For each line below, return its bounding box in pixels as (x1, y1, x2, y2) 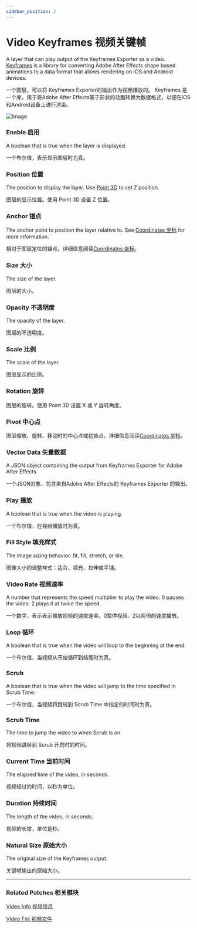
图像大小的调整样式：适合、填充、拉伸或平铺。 (6, 564, 119, 571)
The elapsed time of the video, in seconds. (6, 771, 110, 778)
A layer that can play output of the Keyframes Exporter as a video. (6, 55, 166, 62)
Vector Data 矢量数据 (6, 448, 66, 456)
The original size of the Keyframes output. (6, 855, 108, 862)
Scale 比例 (6, 345, 36, 353)
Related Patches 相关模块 (6, 888, 79, 896)
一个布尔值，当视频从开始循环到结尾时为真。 (6, 654, 114, 661)
